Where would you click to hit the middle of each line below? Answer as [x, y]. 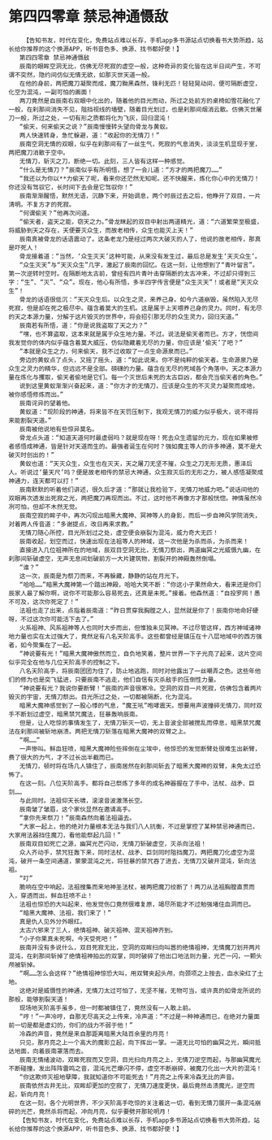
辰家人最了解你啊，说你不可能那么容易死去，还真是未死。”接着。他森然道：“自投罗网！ [131, 593]
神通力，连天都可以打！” [43, 481]
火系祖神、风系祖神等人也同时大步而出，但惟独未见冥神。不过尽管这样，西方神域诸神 [140, 628]
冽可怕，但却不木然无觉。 [45, 507]
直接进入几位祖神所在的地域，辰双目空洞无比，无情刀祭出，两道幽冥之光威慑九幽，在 [140, 550]
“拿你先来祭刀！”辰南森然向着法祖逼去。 [77, 818]
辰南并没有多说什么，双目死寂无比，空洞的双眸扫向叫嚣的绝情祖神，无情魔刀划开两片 [140, 947]
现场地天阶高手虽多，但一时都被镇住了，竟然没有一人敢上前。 [107, 1008]
